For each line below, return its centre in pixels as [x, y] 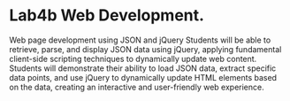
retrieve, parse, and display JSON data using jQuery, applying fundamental [145, 49]
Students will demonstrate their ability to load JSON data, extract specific [143, 68]
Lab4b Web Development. [107, 16]
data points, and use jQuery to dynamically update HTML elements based [143, 77]
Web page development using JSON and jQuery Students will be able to [140, 40]
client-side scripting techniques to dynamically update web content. [133, 58]
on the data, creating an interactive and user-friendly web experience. [137, 87]
